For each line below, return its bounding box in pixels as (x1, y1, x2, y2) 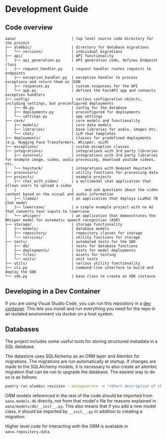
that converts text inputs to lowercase (5, 209, 90, 214)
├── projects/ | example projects (5, 174, 112, 179)
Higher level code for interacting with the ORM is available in (5, 423, 128, 429)
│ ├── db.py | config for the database (5, 105, 127, 110)
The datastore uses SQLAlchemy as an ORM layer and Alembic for (5, 353, 140, 359)
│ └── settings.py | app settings (5, 114, 103, 119)
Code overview (5, 23, 53, 32)
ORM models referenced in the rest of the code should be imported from (5, 393, 153, 399)
